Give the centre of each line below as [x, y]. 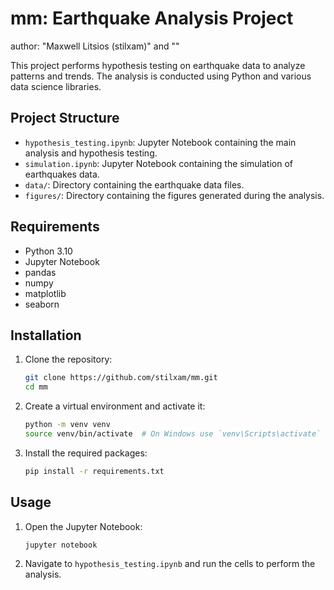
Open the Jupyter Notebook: [83, 526]
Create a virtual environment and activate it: [115, 406]
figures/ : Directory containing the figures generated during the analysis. [174, 195]
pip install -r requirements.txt [94, 471]
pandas [40, 272]
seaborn [42, 304]
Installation [46, 335]
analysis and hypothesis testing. [91, 153]
